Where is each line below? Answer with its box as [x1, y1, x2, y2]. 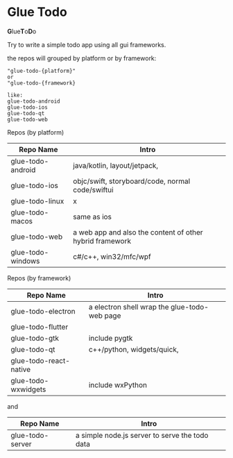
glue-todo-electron [10, 306, 76, 316]
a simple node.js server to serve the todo [75, 430, 209, 440]
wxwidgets [10, 384, 46, 394]
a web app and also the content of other [72, 227, 203, 237]
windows [10, 256, 40, 266]
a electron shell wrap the [88, 302, 169, 312]
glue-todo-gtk [10, 333, 60, 343]
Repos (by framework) [7, 273, 71, 282]
